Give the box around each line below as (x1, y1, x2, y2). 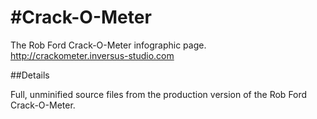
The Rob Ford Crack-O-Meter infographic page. (10, 39, 207, 51)
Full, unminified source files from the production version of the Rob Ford (10, 88, 308, 100)
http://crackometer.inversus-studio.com (10, 49, 175, 61)
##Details (10, 69, 50, 81)
